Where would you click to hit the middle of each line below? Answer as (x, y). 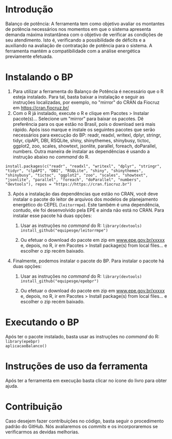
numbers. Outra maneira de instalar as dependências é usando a (81, 151)
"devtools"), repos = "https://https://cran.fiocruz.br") (69, 184)
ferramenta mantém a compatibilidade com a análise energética (73, 51)
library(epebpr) (23, 341)
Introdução (29, 9)
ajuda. (12, 386)
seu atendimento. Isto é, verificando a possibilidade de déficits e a (75, 40)
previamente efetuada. (29, 56)
